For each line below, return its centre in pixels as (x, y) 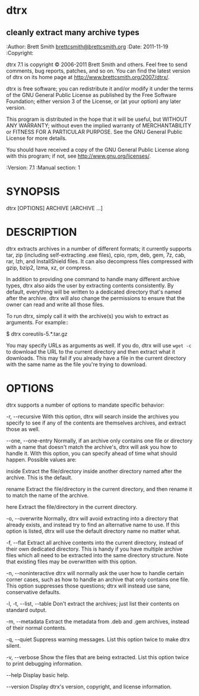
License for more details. (37, 138)
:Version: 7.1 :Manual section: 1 (43, 168)
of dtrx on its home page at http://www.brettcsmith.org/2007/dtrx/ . (88, 77)
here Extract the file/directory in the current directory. (72, 507)
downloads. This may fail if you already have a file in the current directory (96, 358)
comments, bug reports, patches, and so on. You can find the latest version (98, 71)
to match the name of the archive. (48, 495)
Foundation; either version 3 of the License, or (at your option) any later (94, 101)
